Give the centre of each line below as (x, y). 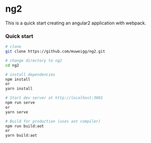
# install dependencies (30, 74)
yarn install (19, 89)
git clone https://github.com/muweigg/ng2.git (55, 51)
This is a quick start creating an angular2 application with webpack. (76, 23)
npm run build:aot (25, 126)
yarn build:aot (21, 135)
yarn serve (17, 112)
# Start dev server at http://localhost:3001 (54, 98)
